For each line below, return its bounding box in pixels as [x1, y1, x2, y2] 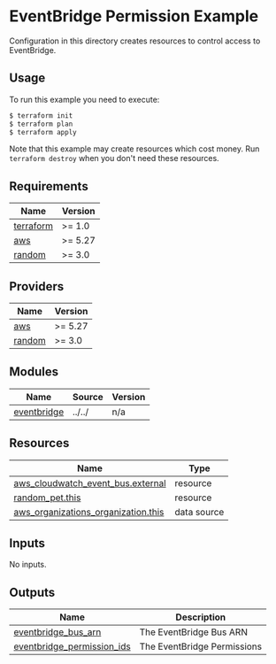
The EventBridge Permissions [139, 640, 263, 652]
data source [174, 506, 225, 518]
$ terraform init [9, 111, 73, 120]
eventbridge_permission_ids [13, 640, 131, 652]
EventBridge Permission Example [9, 6, 259, 27]
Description [175, 611, 226, 623]
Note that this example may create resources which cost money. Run [9, 143, 260, 154]
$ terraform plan [9, 120, 73, 128]
